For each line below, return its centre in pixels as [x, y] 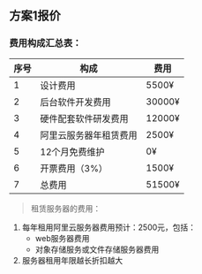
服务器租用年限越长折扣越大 [72, 260]
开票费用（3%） [74, 168]
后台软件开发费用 [76, 102]
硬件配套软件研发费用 [85, 118]
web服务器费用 [62, 238]
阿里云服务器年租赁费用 [89, 135]
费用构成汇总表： [45, 43]
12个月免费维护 [72, 151]
